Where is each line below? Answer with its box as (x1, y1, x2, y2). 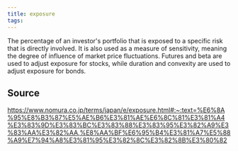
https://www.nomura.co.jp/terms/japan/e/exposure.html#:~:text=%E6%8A (7, 106, 225, 114)
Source (7, 86, 40, 99)
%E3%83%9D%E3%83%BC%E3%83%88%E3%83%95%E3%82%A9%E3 (7, 121, 229, 130)
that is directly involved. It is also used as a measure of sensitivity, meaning (7, 44, 227, 52)
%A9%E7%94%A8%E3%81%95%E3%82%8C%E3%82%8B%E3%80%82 (7, 136, 228, 145)
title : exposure (7, 10, 55, 18)
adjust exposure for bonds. (7, 67, 86, 75)
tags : (7, 17, 23, 24)
